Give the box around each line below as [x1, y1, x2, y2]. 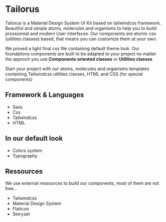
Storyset [12, 211, 30, 217]
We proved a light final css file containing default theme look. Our [5, 45, 140, 51]
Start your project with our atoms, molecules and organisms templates [5, 66, 150, 72]
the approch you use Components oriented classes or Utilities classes [5, 56, 153, 62]
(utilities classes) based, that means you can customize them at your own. [5, 36, 158, 42]
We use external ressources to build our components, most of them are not [5, 180, 160, 186]
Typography [12, 153, 38, 159]
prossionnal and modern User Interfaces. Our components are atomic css [5, 30, 157, 36]
